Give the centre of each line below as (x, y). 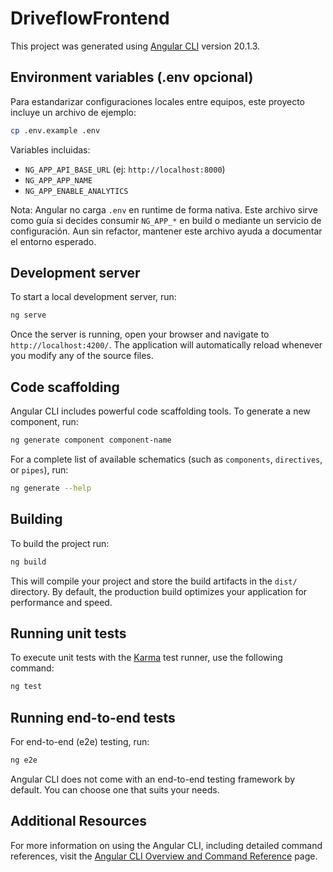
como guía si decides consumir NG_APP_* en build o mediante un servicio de (166, 220)
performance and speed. (61, 602)
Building (36, 519)
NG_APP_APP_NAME (58, 180)
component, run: (44, 422)
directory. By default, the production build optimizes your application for (159, 591)
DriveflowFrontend (90, 18)
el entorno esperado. (53, 241)
